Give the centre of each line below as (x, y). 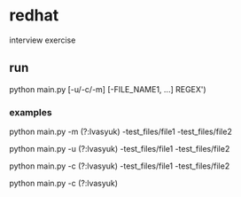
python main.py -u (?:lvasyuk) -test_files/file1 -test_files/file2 (120, 149)
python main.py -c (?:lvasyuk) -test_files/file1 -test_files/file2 (120, 166)
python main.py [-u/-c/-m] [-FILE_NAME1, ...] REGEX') (108, 89)
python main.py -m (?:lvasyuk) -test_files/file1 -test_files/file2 (120, 132)
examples (31, 112)
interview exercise (43, 40)
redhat (34, 16)
